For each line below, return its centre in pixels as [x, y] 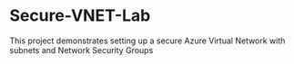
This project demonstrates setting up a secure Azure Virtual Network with [147, 41]
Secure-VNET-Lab [80, 16]
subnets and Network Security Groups [81, 50]
